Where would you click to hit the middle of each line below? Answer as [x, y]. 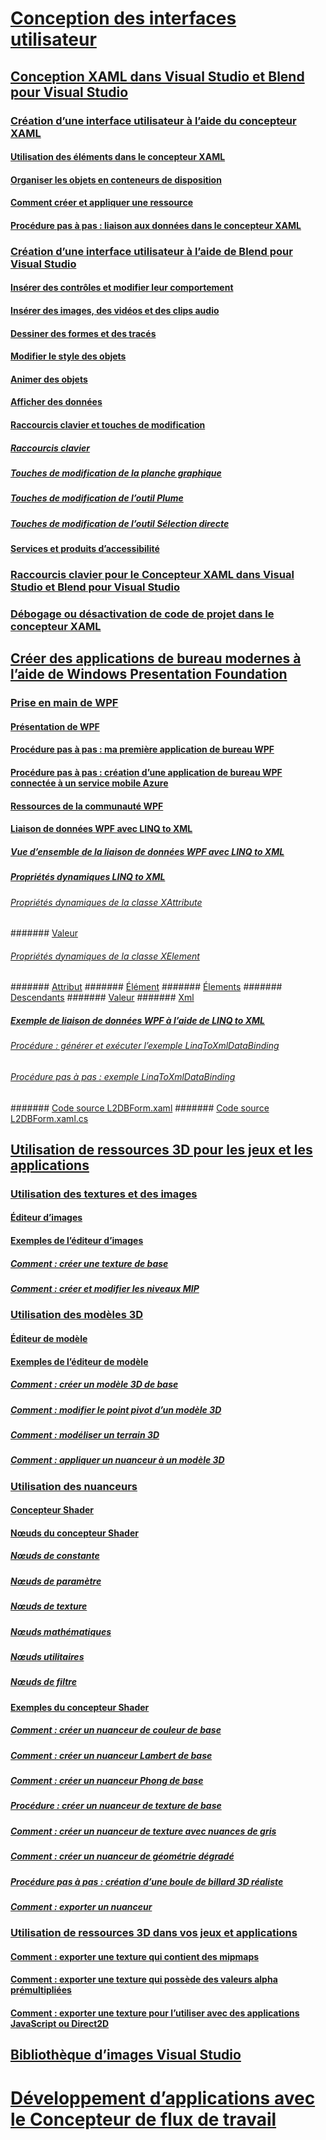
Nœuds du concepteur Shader [74, 1533]
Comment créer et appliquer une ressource [102, 203]
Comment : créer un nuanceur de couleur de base [116, 1730]
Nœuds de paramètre [56, 1581]
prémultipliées [41, 1990]
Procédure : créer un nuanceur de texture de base [116, 1806]
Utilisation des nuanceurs [74, 1486]
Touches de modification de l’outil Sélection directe [120, 523]
